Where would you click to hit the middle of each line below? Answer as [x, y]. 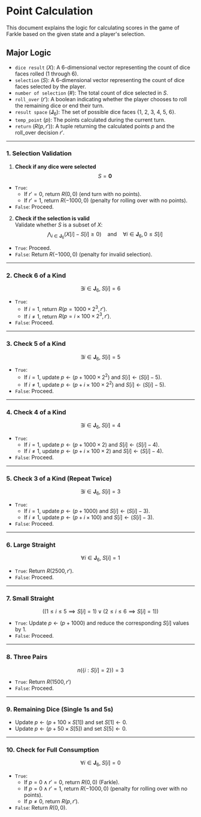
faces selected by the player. [51, 86]
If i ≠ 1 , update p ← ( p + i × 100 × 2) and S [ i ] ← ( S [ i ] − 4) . [94, 451]
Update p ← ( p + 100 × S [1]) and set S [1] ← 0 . [71, 722]
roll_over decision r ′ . [39, 132]
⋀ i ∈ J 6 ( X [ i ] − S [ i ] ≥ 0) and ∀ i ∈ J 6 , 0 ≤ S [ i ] [105, 235]
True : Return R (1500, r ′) [43, 682]
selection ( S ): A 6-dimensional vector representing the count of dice [100, 80]
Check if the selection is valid [52, 218]
